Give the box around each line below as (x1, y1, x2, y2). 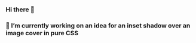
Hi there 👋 (5, 5, 35, 14)
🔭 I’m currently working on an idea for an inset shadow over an (5, 21, 191, 29)
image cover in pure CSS (5, 29, 79, 37)
